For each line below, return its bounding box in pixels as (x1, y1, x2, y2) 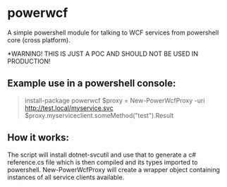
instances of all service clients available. (7, 173, 125, 181)
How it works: (7, 132, 69, 144)
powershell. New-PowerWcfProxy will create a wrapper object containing (7, 165, 221, 174)
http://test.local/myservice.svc (24, 104, 114, 112)
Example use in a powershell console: (7, 78, 176, 90)
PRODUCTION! (7, 56, 51, 65)
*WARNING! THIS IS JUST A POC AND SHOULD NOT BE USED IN (7, 49, 199, 58)
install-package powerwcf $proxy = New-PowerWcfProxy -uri (24, 96, 205, 104)
